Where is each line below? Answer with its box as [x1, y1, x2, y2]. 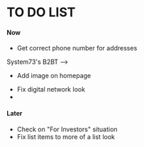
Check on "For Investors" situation [16, 125, 118, 134]
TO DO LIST [6, 4, 76, 21]
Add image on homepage [16, 72, 92, 80]
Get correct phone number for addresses [16, 44, 138, 53]
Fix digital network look [16, 85, 86, 94]
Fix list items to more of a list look [16, 132, 115, 141]
